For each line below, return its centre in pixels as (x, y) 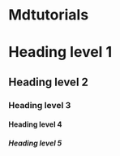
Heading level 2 (49, 82)
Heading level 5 (35, 143)
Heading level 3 (40, 105)
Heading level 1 (60, 52)
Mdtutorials (49, 15)
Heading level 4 (35, 124)
